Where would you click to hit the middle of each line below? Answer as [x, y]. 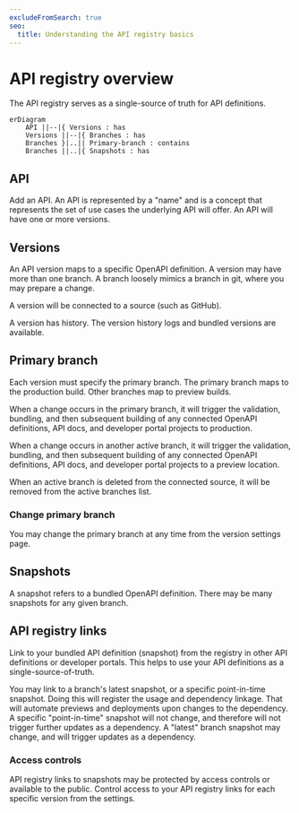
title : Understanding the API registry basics [106, 34]
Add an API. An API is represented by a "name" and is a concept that [136, 200]
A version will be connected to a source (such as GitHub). [115, 305]
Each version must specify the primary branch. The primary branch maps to [149, 382]
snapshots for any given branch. [69, 602]
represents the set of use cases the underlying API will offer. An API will [141, 210]
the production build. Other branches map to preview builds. [120, 392]
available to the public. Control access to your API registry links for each [142, 789]
